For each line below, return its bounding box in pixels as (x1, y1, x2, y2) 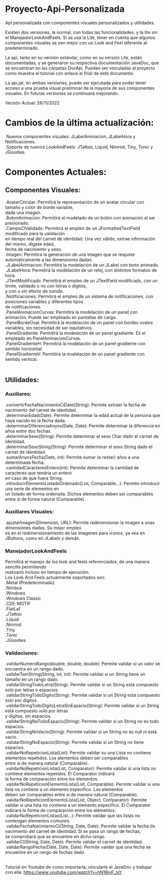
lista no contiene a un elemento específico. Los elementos (5, 786, 123, 792)
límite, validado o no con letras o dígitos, (5, 282, 87, 289)
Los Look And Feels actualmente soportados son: (5, 574, 106, 580)
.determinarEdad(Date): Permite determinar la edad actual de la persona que (5, 412, 161, 418)
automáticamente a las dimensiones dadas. (5, 256, 93, 262)
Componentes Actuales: (5, 167, 107, 178)
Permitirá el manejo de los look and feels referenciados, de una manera (5, 559, 150, 565)
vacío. (5, 734, 18, 740)
